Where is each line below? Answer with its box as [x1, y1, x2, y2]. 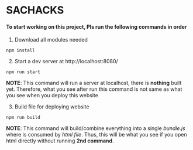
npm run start [6, 69, 41, 75]
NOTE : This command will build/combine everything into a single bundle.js [6, 125, 185, 132]
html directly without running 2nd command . [6, 137, 114, 144]
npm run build [6, 115, 41, 121]
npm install [6, 47, 35, 53]
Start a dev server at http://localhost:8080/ [14, 58, 118, 65]
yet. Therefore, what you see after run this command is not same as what [6, 86, 182, 93]
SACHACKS [6, 4, 64, 17]
